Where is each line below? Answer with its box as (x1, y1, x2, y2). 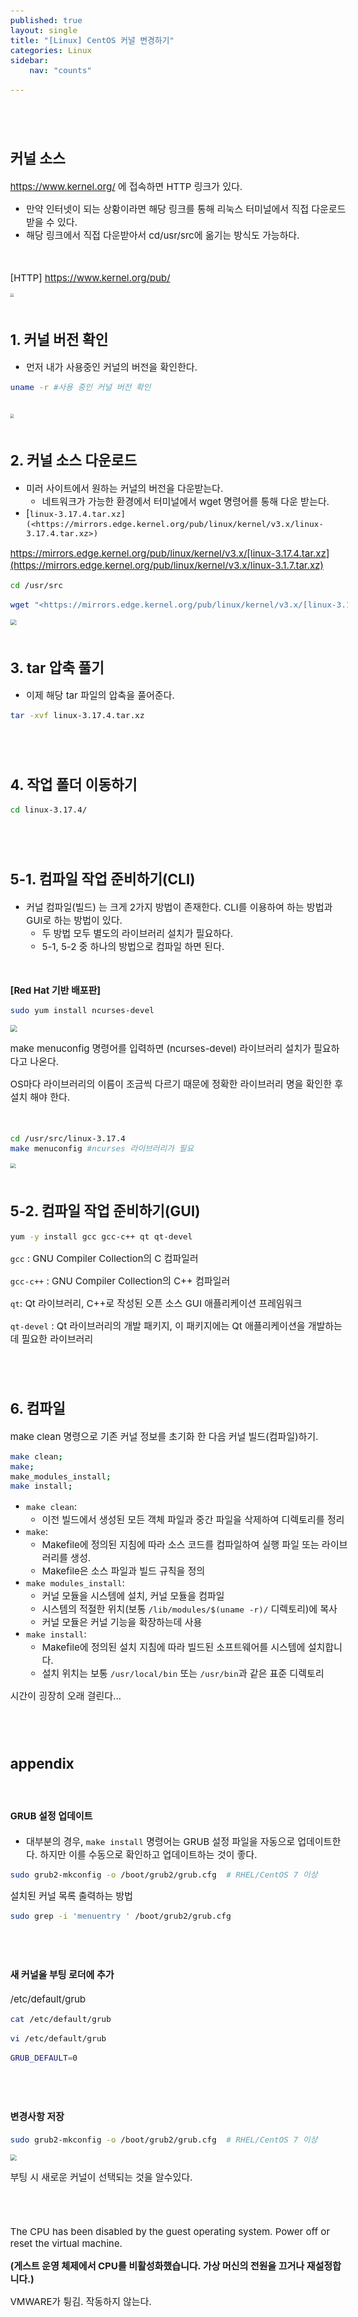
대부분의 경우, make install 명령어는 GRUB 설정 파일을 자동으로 (25, 1835, 296, 1848)
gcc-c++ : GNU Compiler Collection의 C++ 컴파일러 (10, 1274, 231, 1287)
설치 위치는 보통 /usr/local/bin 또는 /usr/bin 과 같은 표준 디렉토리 (42, 1667, 325, 1680)
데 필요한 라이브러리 (10, 1332, 94, 1345)
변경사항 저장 (10, 2110, 65, 2124)
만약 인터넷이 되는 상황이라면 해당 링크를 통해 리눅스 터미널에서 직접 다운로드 (25, 202, 346, 215)
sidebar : (10, 55, 49, 65)
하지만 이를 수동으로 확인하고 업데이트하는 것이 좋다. (39, 1848, 258, 1861)
